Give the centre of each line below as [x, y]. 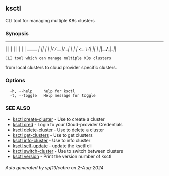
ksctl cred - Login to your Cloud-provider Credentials [67, 124]
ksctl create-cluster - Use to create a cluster [58, 119]
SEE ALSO [18, 108]
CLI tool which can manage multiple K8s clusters [58, 58]
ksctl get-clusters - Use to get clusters [53, 135]
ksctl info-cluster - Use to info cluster [51, 140]
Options [15, 81]
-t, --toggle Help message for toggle [53, 96]
